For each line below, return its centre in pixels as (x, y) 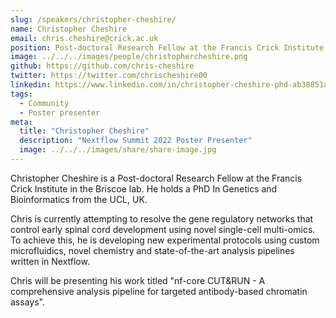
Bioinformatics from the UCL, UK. (79, 199)
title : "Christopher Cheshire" (84, 131)
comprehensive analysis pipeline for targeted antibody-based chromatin (159, 291)
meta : (21, 122)
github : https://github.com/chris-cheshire (102, 66)
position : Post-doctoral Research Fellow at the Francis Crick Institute (167, 47)
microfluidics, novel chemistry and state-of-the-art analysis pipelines (152, 250)
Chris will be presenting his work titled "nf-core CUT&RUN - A (138, 280)
